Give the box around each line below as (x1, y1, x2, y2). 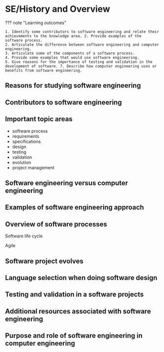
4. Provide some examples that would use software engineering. (5, 55, 139, 60)
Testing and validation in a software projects (5, 290, 144, 299)
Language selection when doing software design (5, 273, 158, 282)
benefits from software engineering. (5, 68, 82, 73)
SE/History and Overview (5, 3, 110, 15)
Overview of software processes (5, 220, 107, 228)
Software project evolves (5, 257, 83, 265)
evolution (12, 159, 31, 165)
